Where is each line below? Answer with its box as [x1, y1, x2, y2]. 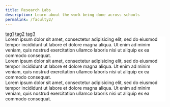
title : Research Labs [5, 7, 51, 13]
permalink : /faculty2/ [5, 17, 53, 22]
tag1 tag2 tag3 [5, 31, 36, 37]
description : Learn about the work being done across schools [5, 12, 140, 17]
